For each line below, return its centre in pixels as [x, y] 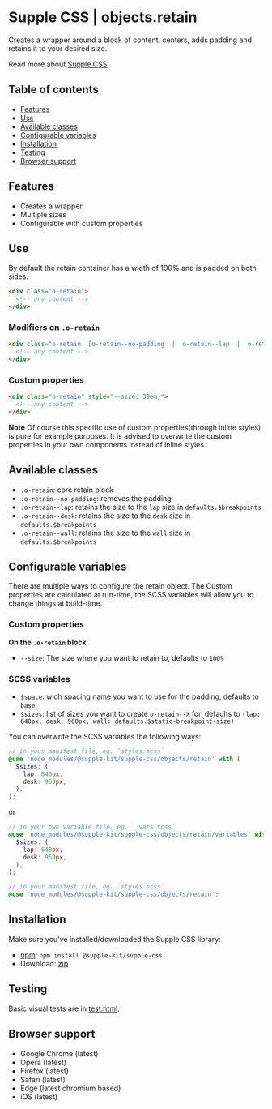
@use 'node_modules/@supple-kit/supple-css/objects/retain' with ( [125, 759]
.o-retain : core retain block [67, 490]
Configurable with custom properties [81, 223]
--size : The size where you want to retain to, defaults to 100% [122, 657]
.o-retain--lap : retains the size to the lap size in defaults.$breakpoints [140, 507]
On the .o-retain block [47, 642]
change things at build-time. [55, 603]
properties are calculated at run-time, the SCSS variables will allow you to [131, 595]
